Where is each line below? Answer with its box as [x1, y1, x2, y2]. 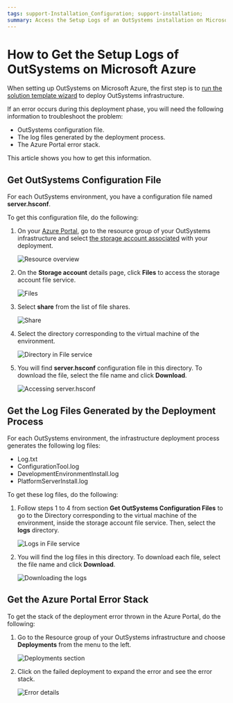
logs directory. [17, 526, 60, 534]
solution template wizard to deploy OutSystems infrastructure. [7, 92, 185, 100]
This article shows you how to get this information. [7, 154, 152, 162]
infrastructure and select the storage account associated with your [17, 234, 208, 243]
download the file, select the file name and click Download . [17, 371, 187, 380]
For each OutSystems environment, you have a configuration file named [7, 192, 213, 201]
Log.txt [17, 455, 38, 464]
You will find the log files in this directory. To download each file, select [17, 553, 221, 561]
